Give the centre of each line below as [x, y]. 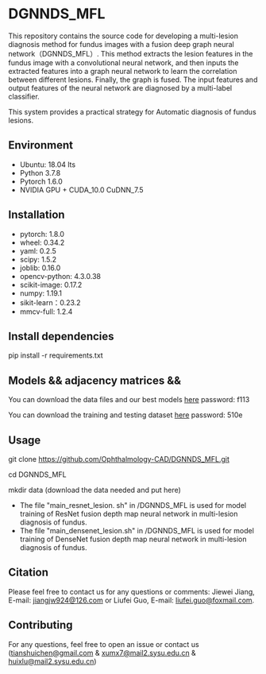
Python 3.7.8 [40, 172]
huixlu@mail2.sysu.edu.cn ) [52, 661]
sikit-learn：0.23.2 [50, 302]
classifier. [24, 96]
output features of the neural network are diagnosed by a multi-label [120, 87]
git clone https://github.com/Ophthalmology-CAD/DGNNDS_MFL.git [119, 459]
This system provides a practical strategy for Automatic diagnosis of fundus [132, 111]
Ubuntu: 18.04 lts [48, 165]
